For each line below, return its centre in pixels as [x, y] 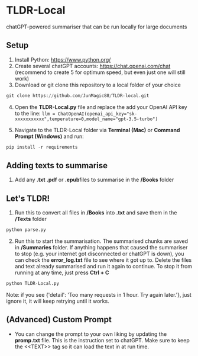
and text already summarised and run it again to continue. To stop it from [103, 266]
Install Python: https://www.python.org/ [63, 59]
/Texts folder [31, 219]
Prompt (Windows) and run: [49, 136]
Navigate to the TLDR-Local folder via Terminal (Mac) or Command [97, 130]
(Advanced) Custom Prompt [59, 320]
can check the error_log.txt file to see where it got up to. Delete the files [103, 260]
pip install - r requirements [42, 147]
